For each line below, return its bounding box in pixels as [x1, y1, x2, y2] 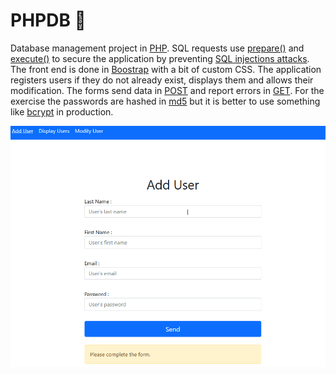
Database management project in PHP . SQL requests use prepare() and [10, 42, 305, 54]
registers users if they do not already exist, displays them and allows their [10, 74, 314, 86]
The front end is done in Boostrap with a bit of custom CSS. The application [10, 63, 322, 75]
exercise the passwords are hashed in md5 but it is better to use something [10, 95, 321, 107]
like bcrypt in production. [10, 105, 114, 118]
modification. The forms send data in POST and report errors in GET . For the [10, 84, 325, 96]
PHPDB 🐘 [10, 9, 87, 32]
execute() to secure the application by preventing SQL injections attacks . [10, 52, 310, 64]
